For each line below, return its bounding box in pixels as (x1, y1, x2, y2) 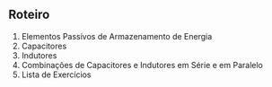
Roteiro (8, 7, 50, 22)
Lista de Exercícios (21, 69, 92, 80)
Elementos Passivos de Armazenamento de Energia (21, 30, 213, 41)
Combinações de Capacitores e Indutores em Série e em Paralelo (21, 59, 264, 70)
